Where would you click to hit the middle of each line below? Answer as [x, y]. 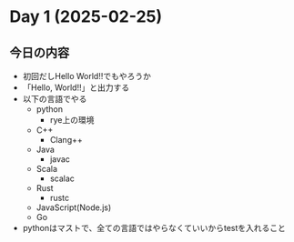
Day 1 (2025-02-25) [86, 17]
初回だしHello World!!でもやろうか [87, 76]
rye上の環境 [72, 120]
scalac [62, 178]
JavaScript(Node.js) [74, 207]
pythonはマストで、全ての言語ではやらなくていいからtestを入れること [154, 228]
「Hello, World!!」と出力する [76, 87]
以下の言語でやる [55, 99]
